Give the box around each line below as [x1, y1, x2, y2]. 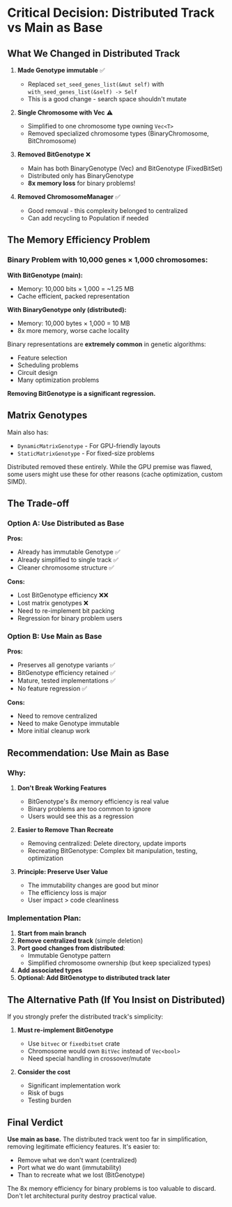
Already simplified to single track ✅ [17, 556, 119, 564]
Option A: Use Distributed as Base [7, 518, 125, 528]
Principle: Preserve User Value [17, 868, 108, 876]
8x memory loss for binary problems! [27, 179, 136, 187]
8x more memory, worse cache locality [17, 326, 130, 334]
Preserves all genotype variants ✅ [17, 661, 116, 669]
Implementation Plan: [7, 913, 82, 923]
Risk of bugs [27, 1089, 64, 1097]
